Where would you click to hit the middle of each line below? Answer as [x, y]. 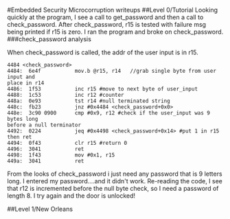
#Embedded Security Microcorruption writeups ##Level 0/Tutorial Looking [113, 10]
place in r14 [26, 83]
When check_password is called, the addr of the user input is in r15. [103, 52]
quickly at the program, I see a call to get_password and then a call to [105, 17]
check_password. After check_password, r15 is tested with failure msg [107, 24]
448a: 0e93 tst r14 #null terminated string [89, 101]
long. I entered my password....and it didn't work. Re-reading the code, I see [115, 181]
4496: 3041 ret [46, 149]
